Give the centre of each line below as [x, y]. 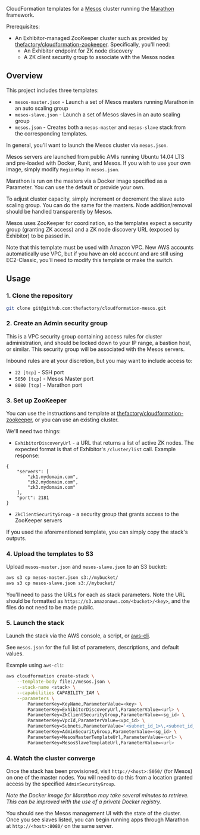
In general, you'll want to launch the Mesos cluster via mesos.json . [87, 145]
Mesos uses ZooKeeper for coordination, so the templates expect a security [99, 223]
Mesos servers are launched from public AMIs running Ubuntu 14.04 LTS [95, 156]
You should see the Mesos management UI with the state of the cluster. [94, 813]
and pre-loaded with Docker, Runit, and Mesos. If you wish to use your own [99, 163]
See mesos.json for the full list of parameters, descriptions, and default [93, 648]
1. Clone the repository [40, 296]
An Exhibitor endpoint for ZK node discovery [78, 51]
